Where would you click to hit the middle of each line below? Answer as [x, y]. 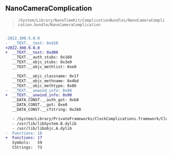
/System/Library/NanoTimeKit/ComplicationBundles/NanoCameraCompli [91, 20]
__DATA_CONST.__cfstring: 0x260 [47, 110]
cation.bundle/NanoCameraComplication [59, 25]
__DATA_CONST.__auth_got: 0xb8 [46, 100]
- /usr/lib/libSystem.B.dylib [44, 123]
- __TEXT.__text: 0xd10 [32, 43]
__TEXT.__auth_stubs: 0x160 [42, 57]
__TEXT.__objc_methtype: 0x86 [44, 86]
